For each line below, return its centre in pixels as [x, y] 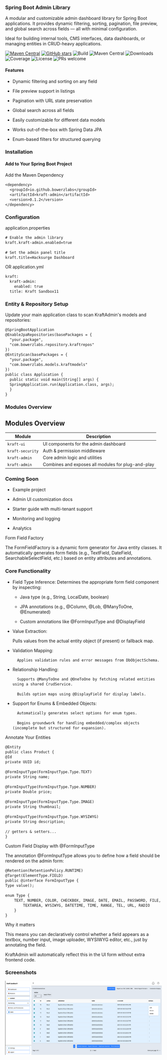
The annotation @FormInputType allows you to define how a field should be [83, 855]
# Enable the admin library [34, 237]
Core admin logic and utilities [73, 458]
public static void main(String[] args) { [54, 380]
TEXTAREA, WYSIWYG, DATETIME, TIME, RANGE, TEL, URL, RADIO [86, 905]
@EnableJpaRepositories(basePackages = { [49, 335]
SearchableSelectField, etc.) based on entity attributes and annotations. [79, 558]
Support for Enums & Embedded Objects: [54, 703]
